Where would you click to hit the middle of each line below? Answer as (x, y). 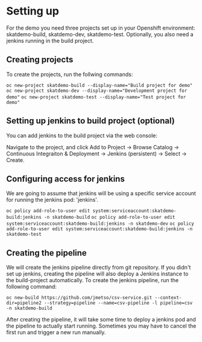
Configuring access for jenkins (65, 179)
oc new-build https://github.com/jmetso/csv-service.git (79, 298)
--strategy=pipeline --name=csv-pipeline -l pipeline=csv (118, 303)
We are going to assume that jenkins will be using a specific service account (101, 193)
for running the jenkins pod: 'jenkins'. (52, 200)
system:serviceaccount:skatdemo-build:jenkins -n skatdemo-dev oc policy (100, 224)
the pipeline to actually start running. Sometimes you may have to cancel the (101, 326)
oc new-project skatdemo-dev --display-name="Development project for (97, 91)
